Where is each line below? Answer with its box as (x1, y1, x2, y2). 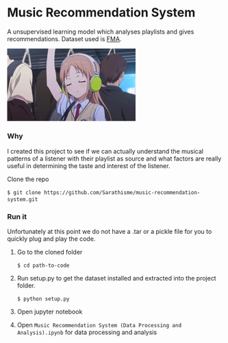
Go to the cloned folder (16, 248, 83, 257)
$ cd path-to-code (16, 262, 70, 269)
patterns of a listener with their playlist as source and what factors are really (7, 154, 222, 163)
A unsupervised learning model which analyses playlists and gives (7, 27, 194, 36)
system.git (7, 196, 38, 203)
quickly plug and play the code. (7, 235, 96, 243)
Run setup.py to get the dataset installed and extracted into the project (16, 274, 217, 283)
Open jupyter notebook (16, 307, 83, 316)
